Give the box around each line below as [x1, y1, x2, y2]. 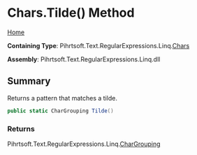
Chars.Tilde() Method [7, 5, 135, 21]
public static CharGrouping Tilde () [7, 107, 114, 115]
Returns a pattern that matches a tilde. [7, 94, 117, 102]
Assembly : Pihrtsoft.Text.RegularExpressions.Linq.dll [7, 54, 161, 64]
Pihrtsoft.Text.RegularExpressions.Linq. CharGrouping [7, 140, 161, 148]
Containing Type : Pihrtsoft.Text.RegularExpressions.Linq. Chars [7, 41, 190, 50]
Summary [7, 75, 51, 87]
